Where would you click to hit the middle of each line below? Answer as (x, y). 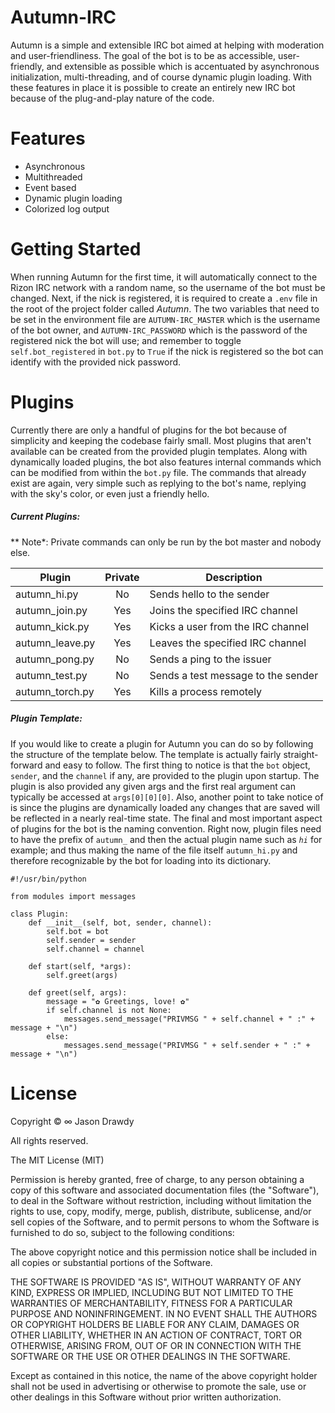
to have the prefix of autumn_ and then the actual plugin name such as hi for (166, 839)
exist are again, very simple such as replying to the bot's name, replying (158, 483)
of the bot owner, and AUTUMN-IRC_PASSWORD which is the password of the (159, 330)
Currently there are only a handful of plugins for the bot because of (149, 430)
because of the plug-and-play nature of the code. (112, 98)
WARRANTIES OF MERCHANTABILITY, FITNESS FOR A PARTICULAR (151, 1303)
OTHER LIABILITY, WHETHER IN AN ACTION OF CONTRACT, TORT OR (156, 1335)
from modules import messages (73, 896)
